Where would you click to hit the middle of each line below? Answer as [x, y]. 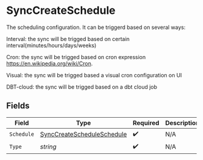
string [48, 147]
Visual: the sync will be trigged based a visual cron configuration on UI [94, 75]
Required [146, 123]
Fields [18, 106]
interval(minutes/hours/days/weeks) [51, 45]
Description [182, 123]
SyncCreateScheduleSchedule [83, 135]
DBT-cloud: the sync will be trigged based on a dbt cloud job [82, 87]
